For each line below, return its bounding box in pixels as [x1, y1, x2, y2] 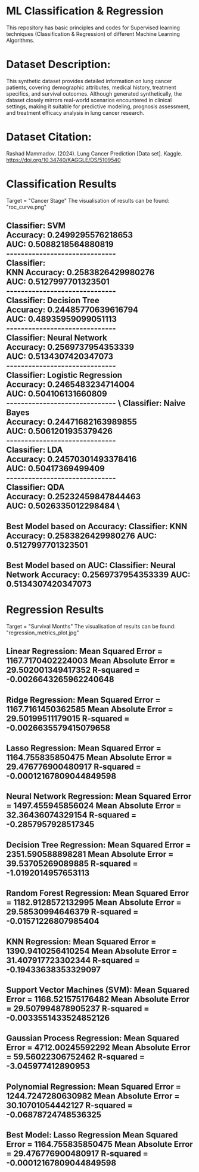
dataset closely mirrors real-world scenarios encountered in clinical [6, 96, 172, 103]
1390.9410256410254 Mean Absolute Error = [6, 946, 178, 956]
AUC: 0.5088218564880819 [6, 239, 114, 249]
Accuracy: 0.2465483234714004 [6, 380, 135, 390]
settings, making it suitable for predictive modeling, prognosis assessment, [6, 103, 190, 110]
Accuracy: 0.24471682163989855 [6, 417, 137, 427]
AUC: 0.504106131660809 [6, 389, 107, 399]
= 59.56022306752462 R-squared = [6, 1052, 145, 1062]
